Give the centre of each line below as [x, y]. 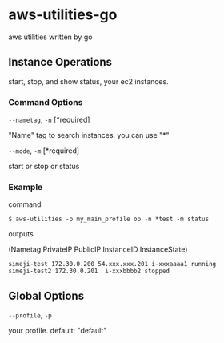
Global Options [46, 295]
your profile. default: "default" [58, 331]
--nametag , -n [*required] [49, 120]
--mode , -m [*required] [44, 151]
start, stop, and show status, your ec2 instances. [89, 81]
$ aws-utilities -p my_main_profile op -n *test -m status [109, 219]
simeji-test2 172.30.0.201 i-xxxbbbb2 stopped [89, 271]
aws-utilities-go [63, 15]
